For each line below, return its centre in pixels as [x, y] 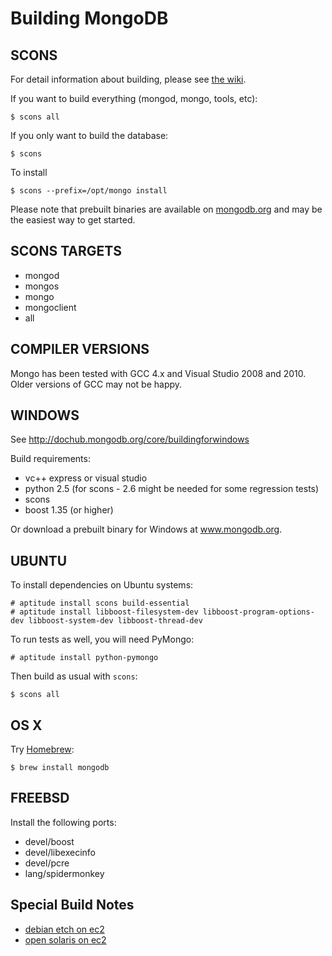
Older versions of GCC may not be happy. [96, 384]
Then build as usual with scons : [74, 676]
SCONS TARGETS [66, 251]
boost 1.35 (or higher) [69, 510]
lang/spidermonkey [64, 873]
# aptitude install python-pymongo [84, 658]
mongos [42, 286]
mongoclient [50, 307]
